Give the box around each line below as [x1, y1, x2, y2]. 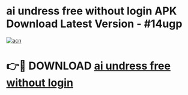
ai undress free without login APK [6, 4, 177, 18]
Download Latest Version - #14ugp [6, 17, 183, 31]
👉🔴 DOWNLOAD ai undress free [6, 59, 171, 73]
